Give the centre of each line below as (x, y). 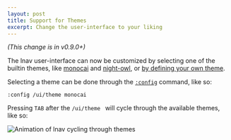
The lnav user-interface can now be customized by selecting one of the (111, 61)
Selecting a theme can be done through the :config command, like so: (109, 82)
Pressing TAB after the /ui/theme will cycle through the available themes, (114, 108)
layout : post (26, 14)
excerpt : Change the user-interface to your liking (85, 27)
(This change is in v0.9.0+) (47, 47)
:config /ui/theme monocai (47, 95)
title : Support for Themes (47, 21)
